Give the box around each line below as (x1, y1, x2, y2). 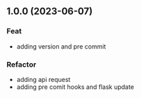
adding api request (16, 75, 71, 83)
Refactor (6, 59, 37, 69)
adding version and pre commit (16, 42, 106, 51)
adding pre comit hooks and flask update (16, 83, 135, 91)
